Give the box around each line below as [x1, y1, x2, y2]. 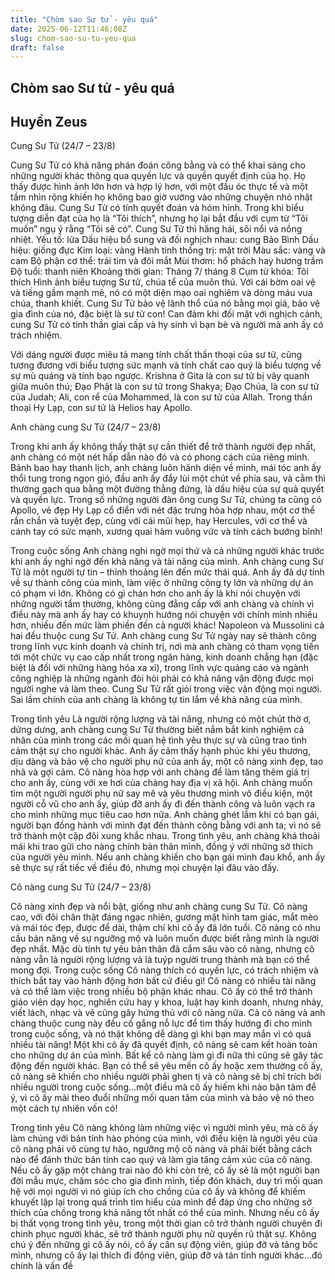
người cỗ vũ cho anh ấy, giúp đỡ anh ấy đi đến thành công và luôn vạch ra [10, 798, 316, 810]
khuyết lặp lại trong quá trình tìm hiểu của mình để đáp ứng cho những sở [10, 1196, 313, 1208]
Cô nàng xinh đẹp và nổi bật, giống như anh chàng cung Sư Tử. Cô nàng [10, 901, 308, 913]
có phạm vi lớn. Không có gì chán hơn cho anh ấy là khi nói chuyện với [10, 587, 301, 600]
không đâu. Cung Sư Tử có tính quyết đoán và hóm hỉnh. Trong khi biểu [10, 202, 305, 214]
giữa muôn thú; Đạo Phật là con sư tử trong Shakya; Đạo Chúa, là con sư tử [10, 381, 320, 393]
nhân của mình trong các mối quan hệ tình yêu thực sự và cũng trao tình [10, 734, 307, 746]
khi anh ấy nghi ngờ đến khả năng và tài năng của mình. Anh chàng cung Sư [10, 556, 324, 568]
